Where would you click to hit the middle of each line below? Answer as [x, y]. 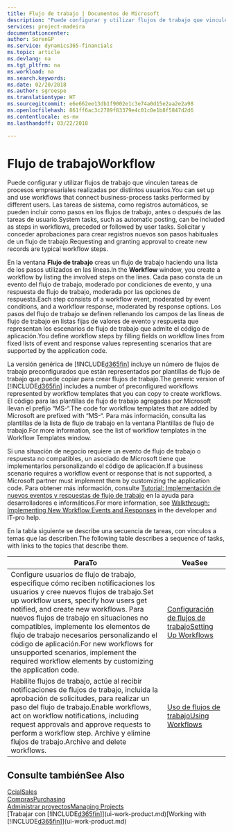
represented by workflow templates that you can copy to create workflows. [114, 394]
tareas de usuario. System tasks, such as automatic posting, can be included [116, 220]
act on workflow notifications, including [75, 716]
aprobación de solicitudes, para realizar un [80, 699]
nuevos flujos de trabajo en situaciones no [80, 618]
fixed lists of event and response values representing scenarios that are [110, 343]
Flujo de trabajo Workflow [81, 163]
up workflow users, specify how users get [79, 600]
